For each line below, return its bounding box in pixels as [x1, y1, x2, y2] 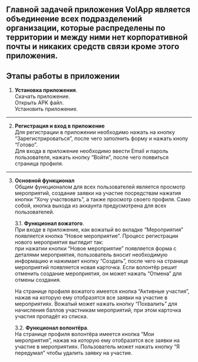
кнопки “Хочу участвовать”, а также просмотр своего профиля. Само [14, 196, 191, 203]
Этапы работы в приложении [6, 71, 120, 81]
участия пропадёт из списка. [14, 313, 88, 320]
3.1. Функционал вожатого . [14, 220, 84, 227]
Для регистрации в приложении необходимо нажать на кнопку [14, 129, 176, 136]
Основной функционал [14, 177, 75, 184]
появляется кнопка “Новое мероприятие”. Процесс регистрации [14, 233, 179, 240]
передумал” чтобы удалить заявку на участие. [14, 350, 133, 357]
